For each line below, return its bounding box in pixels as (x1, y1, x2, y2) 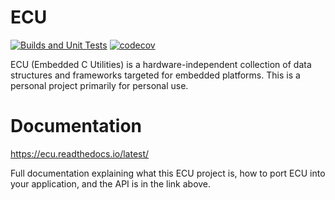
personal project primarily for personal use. (10, 79, 189, 91)
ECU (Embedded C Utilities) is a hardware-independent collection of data (10, 58, 312, 70)
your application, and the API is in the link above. (10, 177, 212, 190)
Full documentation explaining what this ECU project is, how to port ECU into (10, 167, 326, 179)
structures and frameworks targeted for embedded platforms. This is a (10, 69, 301, 81)
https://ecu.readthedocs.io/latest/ (10, 147, 150, 160)
